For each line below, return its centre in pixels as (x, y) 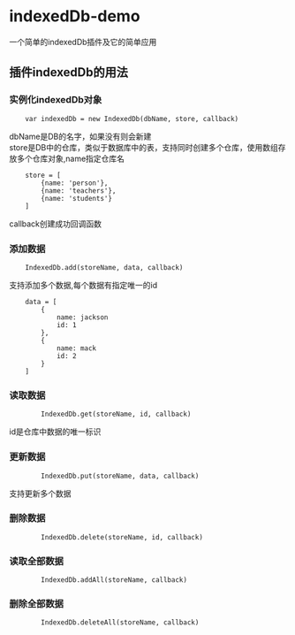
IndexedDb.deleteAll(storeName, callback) (120, 623)
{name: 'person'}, (75, 183)
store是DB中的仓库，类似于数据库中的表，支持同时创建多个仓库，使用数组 (144, 147)
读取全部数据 (37, 561)
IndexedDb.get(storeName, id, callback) (116, 414)
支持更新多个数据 (40, 493)
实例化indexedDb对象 (56, 100)
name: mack (76, 348)
